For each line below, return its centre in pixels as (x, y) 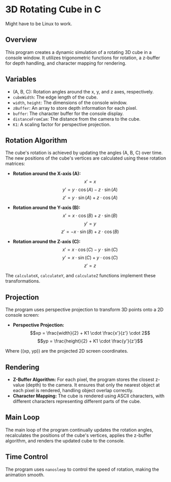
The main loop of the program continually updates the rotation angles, (79, 430)
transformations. (23, 281)
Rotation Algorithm (36, 140)
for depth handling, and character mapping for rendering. (66, 63)
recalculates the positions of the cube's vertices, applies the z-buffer (78, 435)
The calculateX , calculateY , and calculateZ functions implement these (81, 276)
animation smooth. (25, 475)
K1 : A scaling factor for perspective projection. (62, 124)
